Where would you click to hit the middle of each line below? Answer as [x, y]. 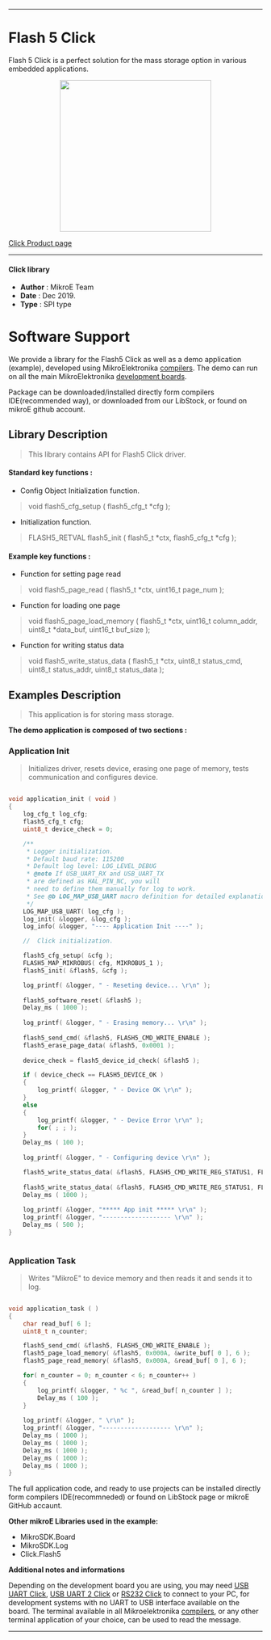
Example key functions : [50, 556]
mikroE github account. [47, 410]
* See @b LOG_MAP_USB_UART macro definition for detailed [126, 896]
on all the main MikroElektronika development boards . [98, 377]
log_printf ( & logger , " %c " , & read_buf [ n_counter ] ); [135, 1390]
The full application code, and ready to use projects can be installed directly [135, 1489]
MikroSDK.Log [44, 1545]
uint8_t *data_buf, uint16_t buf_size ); [89, 630]
